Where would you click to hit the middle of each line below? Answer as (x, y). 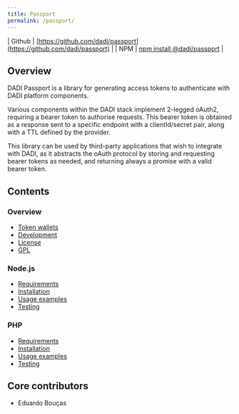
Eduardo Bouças (42, 403)
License (29, 242)
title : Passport (31, 14)
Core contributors (48, 386)
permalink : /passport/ (41, 21)
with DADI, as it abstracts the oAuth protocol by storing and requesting (111, 153)
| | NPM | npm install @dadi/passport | (167, 49)
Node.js (21, 268)
